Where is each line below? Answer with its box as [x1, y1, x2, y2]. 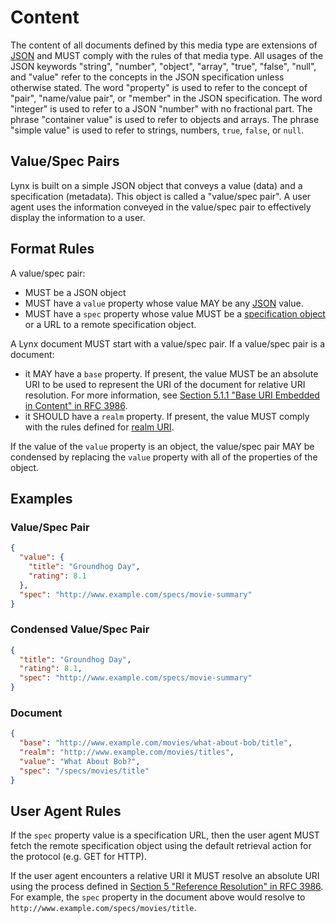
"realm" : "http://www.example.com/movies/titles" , [19, 747, 235, 758]
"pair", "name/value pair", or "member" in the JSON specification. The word [10, 92, 323, 104]
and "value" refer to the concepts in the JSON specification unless [10, 71, 285, 83]
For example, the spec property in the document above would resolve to [10, 891, 306, 903]
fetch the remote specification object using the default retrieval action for [10, 840, 312, 852]
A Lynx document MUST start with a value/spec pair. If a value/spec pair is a [10, 337, 325, 350]
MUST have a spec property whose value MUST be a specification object [24, 307, 326, 320]
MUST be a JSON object [24, 286, 127, 298]
